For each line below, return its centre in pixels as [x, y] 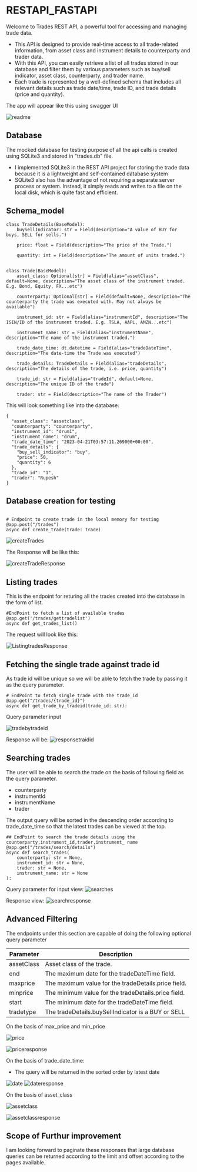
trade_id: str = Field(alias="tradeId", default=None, [85, 379]
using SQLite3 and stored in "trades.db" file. [60, 156]
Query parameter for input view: [45, 889]
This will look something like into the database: [63, 405]
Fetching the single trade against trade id [83, 665]
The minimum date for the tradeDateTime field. [109, 1002]
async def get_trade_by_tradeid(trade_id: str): [67, 706]
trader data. [29, 56]
